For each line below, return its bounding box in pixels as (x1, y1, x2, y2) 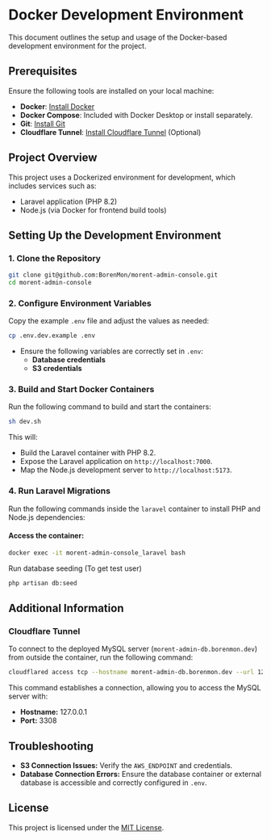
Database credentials (31, 355, 106, 365)
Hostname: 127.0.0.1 (19, 707, 87, 717)
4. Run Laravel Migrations (8, 485, 111, 496)
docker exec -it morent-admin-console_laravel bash (8, 548, 186, 557)
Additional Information (8, 601, 124, 615)
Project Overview (8, 151, 98, 165)
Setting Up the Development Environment (8, 228, 222, 242)
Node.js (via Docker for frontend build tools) (19, 205, 167, 215)
